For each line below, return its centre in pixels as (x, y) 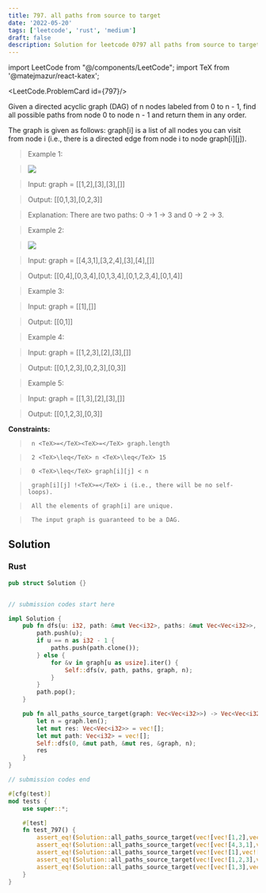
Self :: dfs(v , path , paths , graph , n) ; (129, 670)
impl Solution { (35, 618)
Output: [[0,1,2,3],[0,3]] (65, 414)
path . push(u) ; (60, 633)
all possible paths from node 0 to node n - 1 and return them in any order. (127, 115)
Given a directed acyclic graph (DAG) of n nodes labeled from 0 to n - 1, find (132, 107)
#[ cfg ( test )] (30, 794)
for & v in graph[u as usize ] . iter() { (114, 663)
